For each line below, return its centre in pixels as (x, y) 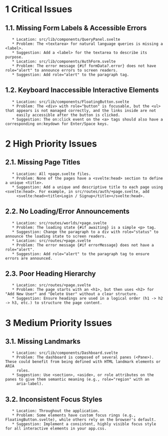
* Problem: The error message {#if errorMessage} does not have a (83, 245)
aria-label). (30, 384)
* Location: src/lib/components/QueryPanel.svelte (66, 39)
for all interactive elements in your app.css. (56, 429)
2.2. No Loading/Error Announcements (67, 211)
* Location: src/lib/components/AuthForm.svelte (64, 61)
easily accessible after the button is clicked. (68, 115)
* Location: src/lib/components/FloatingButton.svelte (70, 102)
